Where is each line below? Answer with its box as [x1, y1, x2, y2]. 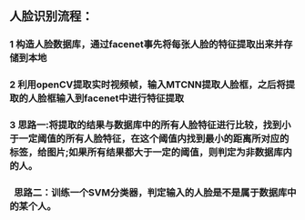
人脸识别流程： [9, 8, 94, 25]
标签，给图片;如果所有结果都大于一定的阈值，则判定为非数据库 [9, 146, 284, 159]
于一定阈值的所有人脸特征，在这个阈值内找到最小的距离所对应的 [9, 133, 290, 145]
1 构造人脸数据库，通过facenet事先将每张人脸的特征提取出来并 [9, 38, 284, 51]
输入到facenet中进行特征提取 [56, 92, 185, 105]
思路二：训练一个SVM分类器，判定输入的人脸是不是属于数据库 [13, 186, 288, 199]
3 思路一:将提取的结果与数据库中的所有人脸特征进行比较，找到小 [9, 119, 291, 132]
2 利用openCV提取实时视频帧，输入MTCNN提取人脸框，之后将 [9, 78, 286, 91]
